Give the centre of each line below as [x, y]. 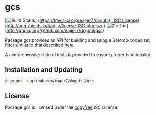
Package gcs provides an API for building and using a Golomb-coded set [78, 40]
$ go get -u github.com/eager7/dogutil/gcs [50, 81]
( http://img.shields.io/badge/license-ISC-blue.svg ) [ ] [67, 25]
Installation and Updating [44, 70]
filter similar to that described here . [40, 45]
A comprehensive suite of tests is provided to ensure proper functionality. [78, 54]
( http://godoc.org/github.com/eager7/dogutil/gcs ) [55, 30]
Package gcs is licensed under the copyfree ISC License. [62, 107]
